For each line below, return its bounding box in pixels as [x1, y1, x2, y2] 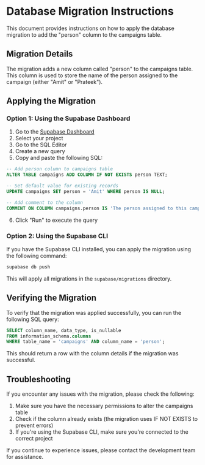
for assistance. [6, 453, 44, 461]
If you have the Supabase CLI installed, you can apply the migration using [6, 245, 191, 252]
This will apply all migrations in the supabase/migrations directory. [6, 274, 172, 282]
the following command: [6, 252, 67, 259]
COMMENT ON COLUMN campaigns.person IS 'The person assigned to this [6, 205, 187, 211]
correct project [15, 435, 53, 442]
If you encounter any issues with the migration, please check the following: [6, 390, 195, 398]
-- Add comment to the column [6, 199, 84, 206]
